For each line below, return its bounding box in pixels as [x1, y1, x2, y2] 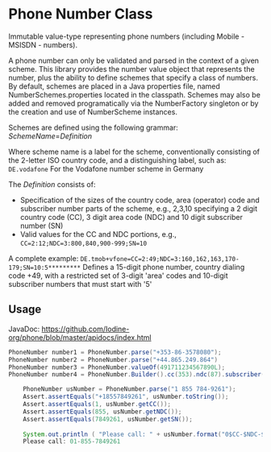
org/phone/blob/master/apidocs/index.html [8, 332, 152, 342]
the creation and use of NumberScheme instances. [8, 106, 177, 117]
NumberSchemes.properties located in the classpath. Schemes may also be [8, 89, 261, 99]
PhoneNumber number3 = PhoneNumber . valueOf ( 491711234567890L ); [8, 363, 226, 371]
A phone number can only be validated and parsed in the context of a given [8, 56, 260, 65]
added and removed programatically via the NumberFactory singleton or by [8, 98, 259, 108]
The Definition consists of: [8, 179, 96, 189]
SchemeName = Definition [8, 131, 93, 141]
